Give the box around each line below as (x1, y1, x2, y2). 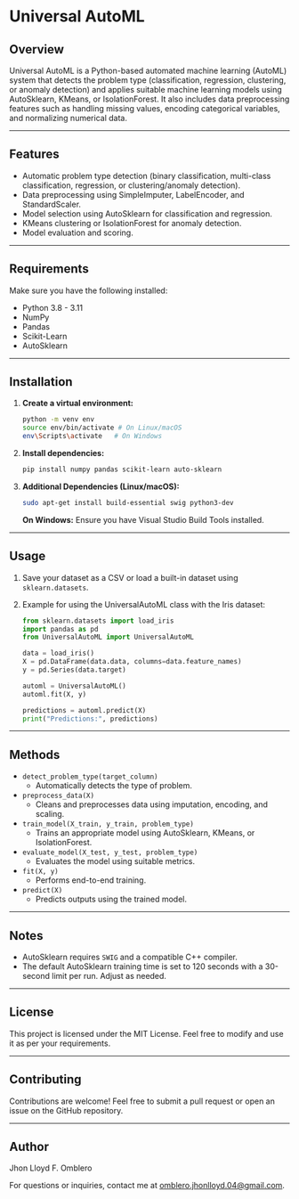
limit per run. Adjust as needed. (52, 971, 167, 981)
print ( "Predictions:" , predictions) (21, 714, 158, 723)
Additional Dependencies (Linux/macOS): (21, 481, 180, 492)
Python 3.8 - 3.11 (21, 302, 83, 313)
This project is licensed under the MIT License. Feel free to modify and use (9, 1028, 284, 1039)
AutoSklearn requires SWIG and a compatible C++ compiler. (21, 951, 238, 962)
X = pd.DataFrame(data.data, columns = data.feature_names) (21, 657, 242, 666)
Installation (9, 374, 73, 389)
